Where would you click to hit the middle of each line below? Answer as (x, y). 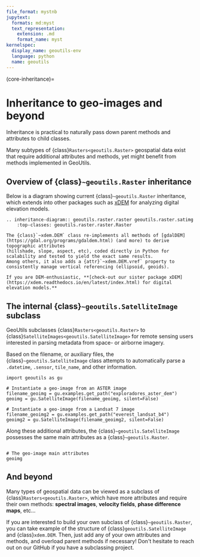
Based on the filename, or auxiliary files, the (60, 354)
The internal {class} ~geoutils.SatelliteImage (92, 306)
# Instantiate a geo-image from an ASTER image (67, 389)
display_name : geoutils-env (47, 51)
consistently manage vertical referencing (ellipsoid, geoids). (88, 267)
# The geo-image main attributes (48, 453)
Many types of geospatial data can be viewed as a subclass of (83, 491)
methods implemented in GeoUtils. (49, 163)
